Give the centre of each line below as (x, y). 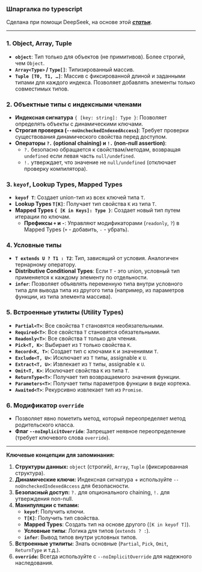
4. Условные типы (34, 245)
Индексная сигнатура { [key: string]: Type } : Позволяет (91, 117)
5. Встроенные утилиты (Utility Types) (65, 313)
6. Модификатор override (45, 405)
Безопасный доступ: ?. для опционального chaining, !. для (92, 492)
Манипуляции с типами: (47, 505)
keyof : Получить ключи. (54, 512)
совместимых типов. (42, 89)
